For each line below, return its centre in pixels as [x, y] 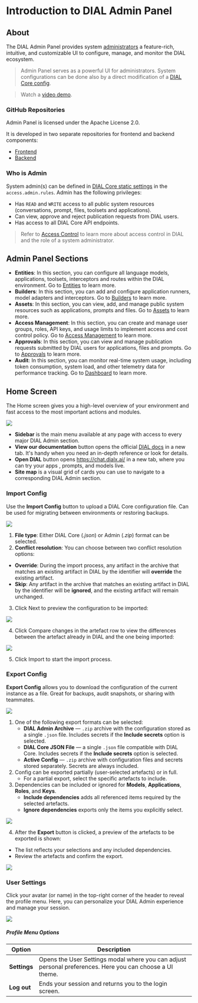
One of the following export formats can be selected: [79, 722]
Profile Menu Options [33, 932]
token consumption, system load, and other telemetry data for [90, 367]
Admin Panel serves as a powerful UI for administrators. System [98, 71]
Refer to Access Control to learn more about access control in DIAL [102, 234]
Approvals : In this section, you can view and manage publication [93, 342]
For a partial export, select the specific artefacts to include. [95, 778]
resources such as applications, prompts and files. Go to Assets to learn [102, 310]
